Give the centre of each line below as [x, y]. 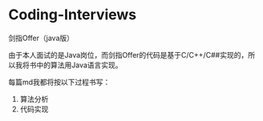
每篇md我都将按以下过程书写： [59, 82]
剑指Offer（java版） [41, 38]
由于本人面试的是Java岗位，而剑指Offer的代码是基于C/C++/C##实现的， [128, 54]
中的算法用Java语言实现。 [79, 65]
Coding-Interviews [73, 15]
